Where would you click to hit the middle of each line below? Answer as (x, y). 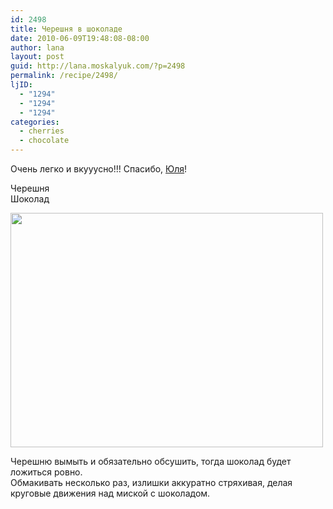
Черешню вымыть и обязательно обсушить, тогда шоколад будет (151, 461)
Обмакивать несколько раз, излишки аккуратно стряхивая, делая (151, 482)
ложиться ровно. (46, 472)
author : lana (37, 47)
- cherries (42, 131)
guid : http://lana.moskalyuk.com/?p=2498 (98, 66)
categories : (35, 122)
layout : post (37, 57)
